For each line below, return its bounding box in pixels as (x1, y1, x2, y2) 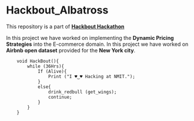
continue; (48, 94, 72, 100)
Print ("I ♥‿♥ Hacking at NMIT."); (48, 73, 135, 79)
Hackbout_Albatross (6, 4, 109, 17)
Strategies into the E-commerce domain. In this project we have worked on (6, 41, 189, 48)
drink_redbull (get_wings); (48, 89, 117, 95)
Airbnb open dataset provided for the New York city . (6, 46, 136, 53)
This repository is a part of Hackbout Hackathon (6, 23, 125, 30)
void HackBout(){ (16, 58, 59, 64)
